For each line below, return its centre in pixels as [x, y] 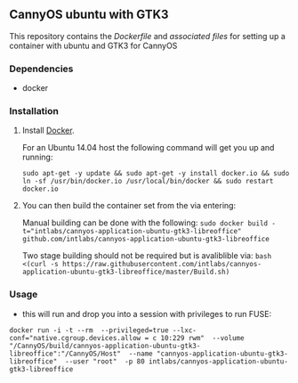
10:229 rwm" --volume [202, 338]
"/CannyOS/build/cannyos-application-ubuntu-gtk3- [105, 346]
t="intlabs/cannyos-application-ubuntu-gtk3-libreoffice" [132, 232]
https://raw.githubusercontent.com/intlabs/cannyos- [162, 265]
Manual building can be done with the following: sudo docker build [145, 223]
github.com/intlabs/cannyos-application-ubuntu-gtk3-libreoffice [145, 240]
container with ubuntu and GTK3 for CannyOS [93, 45]
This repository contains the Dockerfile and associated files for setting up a [148, 36]
